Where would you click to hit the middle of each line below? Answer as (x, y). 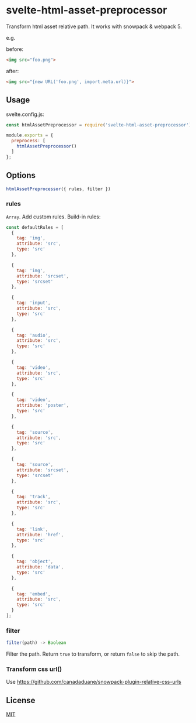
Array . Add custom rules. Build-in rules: (53, 217)
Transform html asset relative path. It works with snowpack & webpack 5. (94, 26)
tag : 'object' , (35, 562)
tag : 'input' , (34, 303)
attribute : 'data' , (40, 567)
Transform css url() (34, 669)
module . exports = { (30, 135)
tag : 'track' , (34, 497)
